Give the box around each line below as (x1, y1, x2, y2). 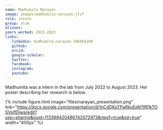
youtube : (11, 71, 29, 76)
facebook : (11, 62, 32, 66)
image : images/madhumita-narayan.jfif (5, 12, 84, 17)
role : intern (5, 16, 32, 21)
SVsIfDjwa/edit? (5, 109, 38, 115)
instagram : (11, 66, 34, 71)
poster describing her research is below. (5, 89, 87, 95)
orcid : (11, 48, 25, 53)
